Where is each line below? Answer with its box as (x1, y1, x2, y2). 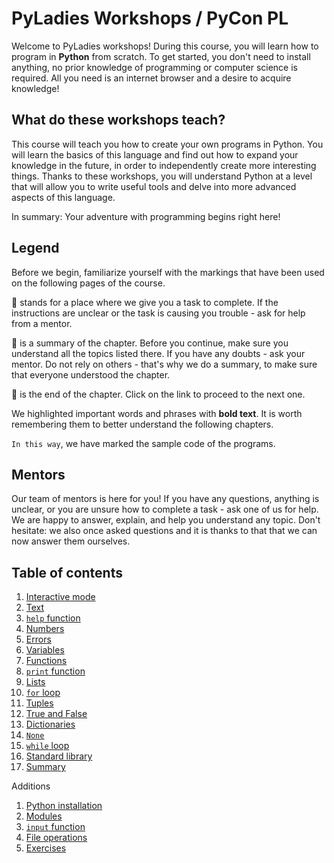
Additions (11, 780, 51, 792)
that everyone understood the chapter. (11, 368, 171, 381)
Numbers (25, 623, 65, 635)
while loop (25, 740, 70, 752)
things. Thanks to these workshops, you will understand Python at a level (11, 170, 313, 182)
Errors (25, 633, 52, 646)
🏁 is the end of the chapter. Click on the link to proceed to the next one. (11, 388, 306, 400)
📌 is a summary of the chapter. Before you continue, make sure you (11, 337, 289, 349)
